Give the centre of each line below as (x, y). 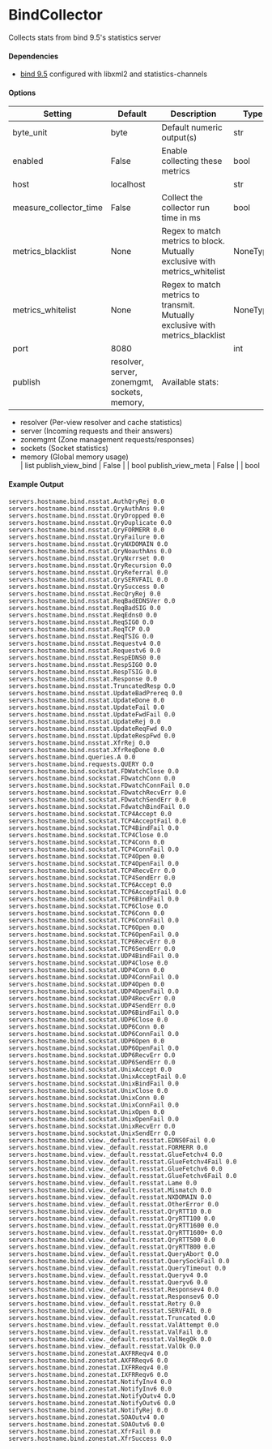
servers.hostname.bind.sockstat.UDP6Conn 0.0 (86, 1027)
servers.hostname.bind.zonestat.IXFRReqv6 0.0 (88, 1374)
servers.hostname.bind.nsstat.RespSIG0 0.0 (83, 664)
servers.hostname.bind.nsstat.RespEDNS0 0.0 (85, 658)
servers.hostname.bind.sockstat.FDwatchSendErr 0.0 (97, 800)
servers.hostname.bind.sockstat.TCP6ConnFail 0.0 (94, 920)
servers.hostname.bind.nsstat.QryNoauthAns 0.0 (90, 551)
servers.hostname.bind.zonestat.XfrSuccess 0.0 (90, 1438)
